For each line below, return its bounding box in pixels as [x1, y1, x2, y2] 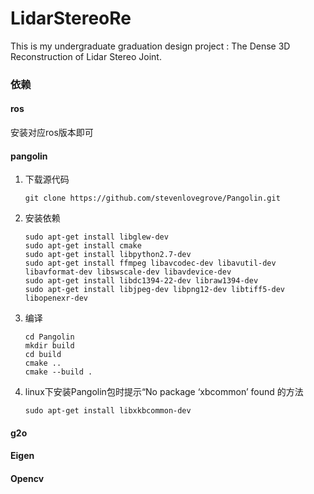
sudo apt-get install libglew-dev [24, 232, 169, 242]
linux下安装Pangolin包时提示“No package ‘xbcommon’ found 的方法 [24, 386, 304, 398]
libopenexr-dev [24, 293, 89, 304]
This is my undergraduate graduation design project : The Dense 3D [10, 40, 291, 52]
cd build [24, 350, 62, 360]
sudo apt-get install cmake [24, 241, 142, 251]
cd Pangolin [24, 332, 75, 342]
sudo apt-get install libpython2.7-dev [24, 250, 192, 260]
